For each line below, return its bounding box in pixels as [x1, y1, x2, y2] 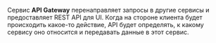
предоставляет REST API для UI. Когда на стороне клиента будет [7, 13, 203, 21]
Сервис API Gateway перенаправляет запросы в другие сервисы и [7, 6, 210, 14]
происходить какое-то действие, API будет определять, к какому [7, 21, 204, 28]
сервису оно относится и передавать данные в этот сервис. [7, 28, 189, 36]
